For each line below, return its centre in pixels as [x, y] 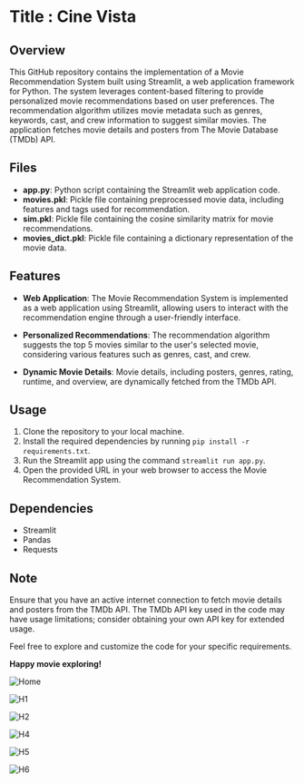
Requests [40, 550]
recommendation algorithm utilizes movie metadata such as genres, [136, 110]
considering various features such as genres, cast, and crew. [137, 354]
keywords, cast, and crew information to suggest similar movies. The [138, 120]
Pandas [37, 540]
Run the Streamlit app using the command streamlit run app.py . [144, 461]
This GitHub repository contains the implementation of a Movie [127, 72]
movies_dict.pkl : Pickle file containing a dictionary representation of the [157, 238]
